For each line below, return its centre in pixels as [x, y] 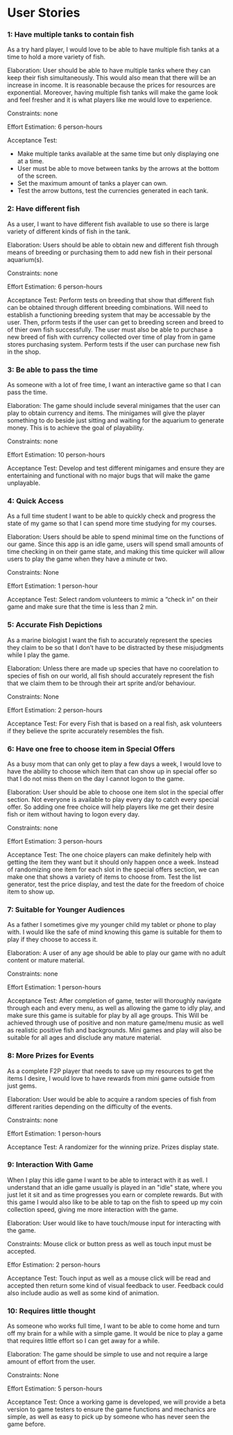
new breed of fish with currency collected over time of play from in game [112, 337]
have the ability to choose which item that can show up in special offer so [112, 771]
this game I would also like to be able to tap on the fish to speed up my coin [115, 1202]
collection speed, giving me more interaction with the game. [93, 1209]
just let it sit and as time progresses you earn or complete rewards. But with [115, 1195]
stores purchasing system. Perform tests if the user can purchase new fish [114, 344]
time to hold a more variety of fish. [57, 57]
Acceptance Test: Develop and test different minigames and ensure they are [116, 468]
